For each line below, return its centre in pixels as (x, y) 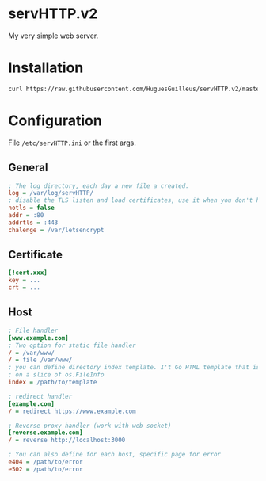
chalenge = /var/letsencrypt (56, 230)
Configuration (55, 120)
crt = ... (25, 288)
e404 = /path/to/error (46, 462)
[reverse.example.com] (46, 433)
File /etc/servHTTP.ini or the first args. (72, 143)
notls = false (32, 208)
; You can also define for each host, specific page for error (115, 455)
